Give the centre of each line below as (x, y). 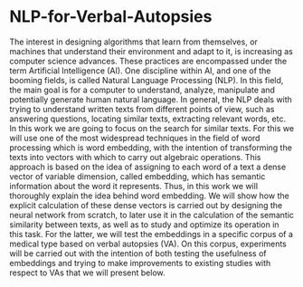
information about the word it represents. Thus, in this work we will (134, 186)
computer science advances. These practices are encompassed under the (148, 61)
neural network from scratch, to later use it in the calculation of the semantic (152, 215)
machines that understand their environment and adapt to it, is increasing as (151, 51)
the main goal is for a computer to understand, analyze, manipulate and (142, 90)
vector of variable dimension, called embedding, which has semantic (137, 176)
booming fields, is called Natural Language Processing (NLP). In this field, (147, 80)
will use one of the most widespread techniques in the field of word (135, 138)
